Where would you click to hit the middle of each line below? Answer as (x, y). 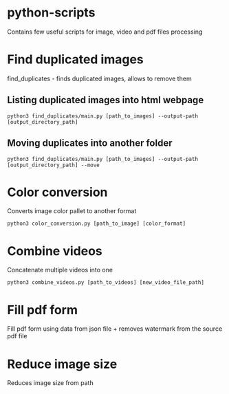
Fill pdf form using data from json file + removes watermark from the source (115, 329)
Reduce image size (62, 364)
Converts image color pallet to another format (72, 211)
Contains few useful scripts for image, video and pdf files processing (105, 32)
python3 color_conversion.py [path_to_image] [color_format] (97, 224)
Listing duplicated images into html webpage (106, 100)
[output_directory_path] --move (53, 165)
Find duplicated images (76, 59)
